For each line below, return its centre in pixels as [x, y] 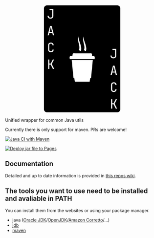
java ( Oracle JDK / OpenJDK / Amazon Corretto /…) [61, 220]
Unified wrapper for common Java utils [44, 120]
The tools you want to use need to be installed [77, 191]
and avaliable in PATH [39, 199]
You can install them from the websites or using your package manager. [77, 210]
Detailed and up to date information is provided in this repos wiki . [71, 175]
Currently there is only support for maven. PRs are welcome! [66, 130]
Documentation [29, 164]
